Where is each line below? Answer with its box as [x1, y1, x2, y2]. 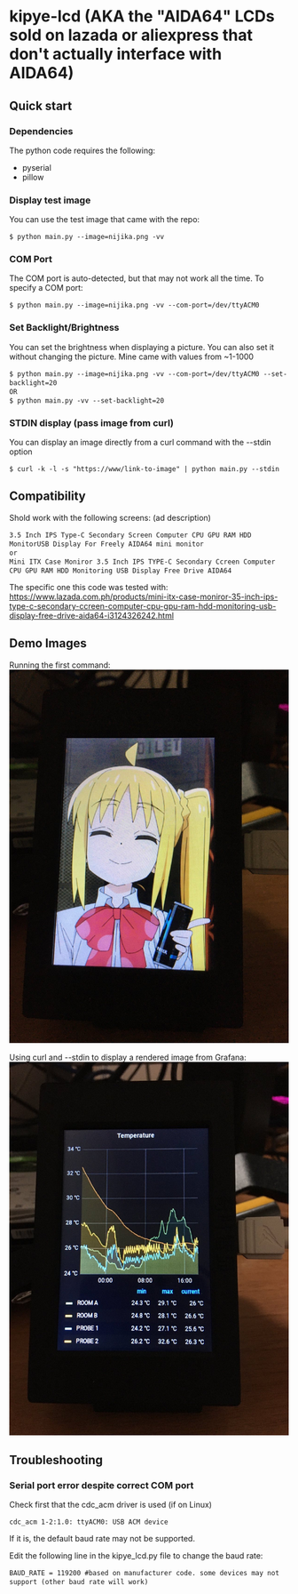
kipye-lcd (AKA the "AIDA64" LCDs [9, 6, 275, 27]
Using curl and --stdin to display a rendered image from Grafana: [9, 1052, 247, 1062]
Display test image [9, 194, 91, 206]
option [9, 446, 33, 457]
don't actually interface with [9, 44, 223, 64]
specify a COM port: [9, 283, 83, 293]
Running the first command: [9, 660, 111, 670]
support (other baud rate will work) [9, 1578, 149, 1587]
